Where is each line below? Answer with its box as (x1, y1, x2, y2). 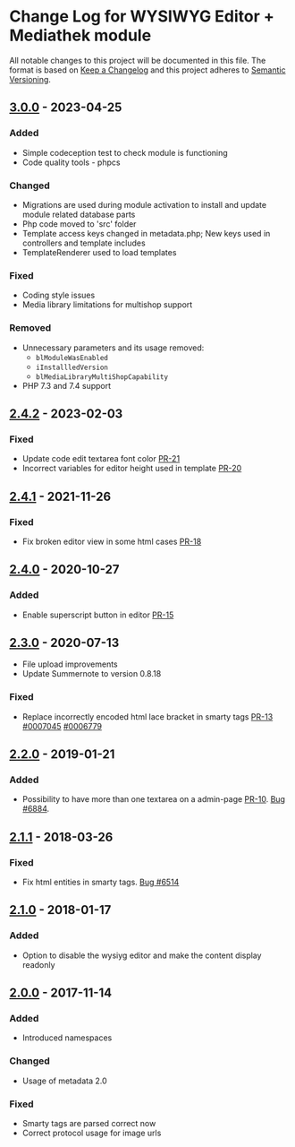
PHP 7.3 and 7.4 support (21, 380, 112, 391)
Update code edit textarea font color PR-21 (21, 453, 181, 464)
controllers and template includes (21, 237, 146, 248)
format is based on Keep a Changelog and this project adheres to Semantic (9, 65, 286, 75)
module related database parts (21, 209, 136, 220)
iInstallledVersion (35, 363, 109, 372)
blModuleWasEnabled (35, 353, 109, 362)
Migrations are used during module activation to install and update (21, 199, 266, 210)
